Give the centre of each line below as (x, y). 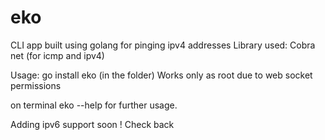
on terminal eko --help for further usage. (94, 105)
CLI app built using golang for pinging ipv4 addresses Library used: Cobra (163, 45)
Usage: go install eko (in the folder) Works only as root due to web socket (161, 75)
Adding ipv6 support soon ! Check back (92, 124)
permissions (36, 85)
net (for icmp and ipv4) (57, 55)
